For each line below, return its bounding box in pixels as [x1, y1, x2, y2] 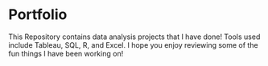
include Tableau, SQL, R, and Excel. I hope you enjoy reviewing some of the [8, 40, 259, 49]
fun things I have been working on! [8, 49, 124, 58]
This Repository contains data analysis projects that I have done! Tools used [8, 32, 261, 41]
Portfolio [8, 6, 68, 24]
